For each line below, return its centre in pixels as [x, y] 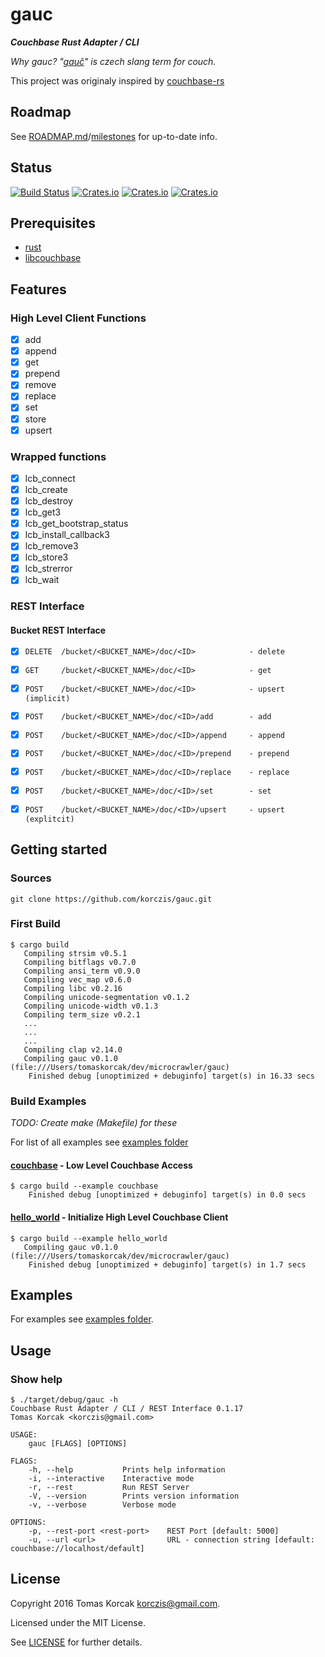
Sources [31, 878]
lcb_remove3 [51, 546]
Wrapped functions [58, 456]
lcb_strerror [48, 569]
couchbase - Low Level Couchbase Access [101, 1165]
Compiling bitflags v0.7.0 [80, 962]
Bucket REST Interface [58, 630]
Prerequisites [53, 223]
